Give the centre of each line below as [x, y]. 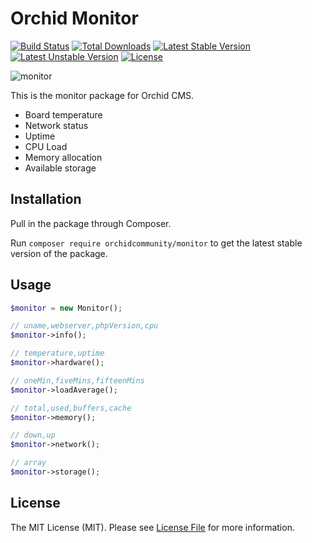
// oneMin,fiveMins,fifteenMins [77, 380]
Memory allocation [63, 157]
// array [28, 463]
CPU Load [46, 146]
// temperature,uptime [57, 353]
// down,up [33, 435]
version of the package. [59, 253]
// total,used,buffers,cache [71, 408]
